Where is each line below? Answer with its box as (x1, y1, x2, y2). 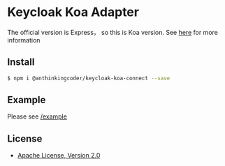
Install (7, 56, 35, 68)
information (7, 36, 41, 44)
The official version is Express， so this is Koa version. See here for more (7, 28, 218, 36)
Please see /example (7, 112, 68, 121)
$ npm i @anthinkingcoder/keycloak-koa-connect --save (7, 75, 170, 82)
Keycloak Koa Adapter (7, 4, 140, 20)
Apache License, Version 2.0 (17, 151, 101, 160)
